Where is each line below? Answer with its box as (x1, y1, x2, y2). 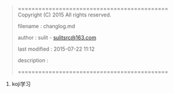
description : (17, 57, 48, 64)
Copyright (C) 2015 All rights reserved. (17, 11, 111, 18)
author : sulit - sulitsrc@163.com (17, 34, 96, 41)
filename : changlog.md (17, 23, 75, 29)
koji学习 (11, 81, 31, 87)
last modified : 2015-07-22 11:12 (17, 45, 95, 52)
